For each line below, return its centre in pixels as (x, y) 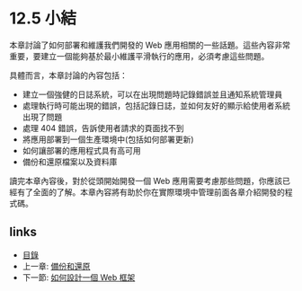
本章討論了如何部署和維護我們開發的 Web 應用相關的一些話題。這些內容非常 (150, 45)
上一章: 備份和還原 (56, 266)
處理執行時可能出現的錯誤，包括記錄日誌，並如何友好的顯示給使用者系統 (156, 105)
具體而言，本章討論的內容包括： (68, 75)
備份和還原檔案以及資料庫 (70, 162)
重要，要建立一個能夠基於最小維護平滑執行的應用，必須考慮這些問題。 (139, 56)
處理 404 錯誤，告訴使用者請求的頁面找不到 (103, 128)
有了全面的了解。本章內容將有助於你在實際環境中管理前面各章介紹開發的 (151, 192)
